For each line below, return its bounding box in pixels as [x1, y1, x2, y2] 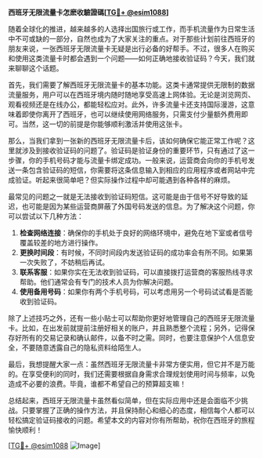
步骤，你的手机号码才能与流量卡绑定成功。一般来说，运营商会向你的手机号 [8, 156, 248, 165]
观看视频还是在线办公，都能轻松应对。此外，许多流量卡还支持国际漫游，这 [8, 100, 248, 109]
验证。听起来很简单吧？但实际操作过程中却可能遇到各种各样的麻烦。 [14, 176, 235, 184]
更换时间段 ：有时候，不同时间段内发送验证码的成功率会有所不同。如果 [19, 248, 247, 257]
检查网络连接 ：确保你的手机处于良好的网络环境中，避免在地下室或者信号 [19, 228, 253, 238]
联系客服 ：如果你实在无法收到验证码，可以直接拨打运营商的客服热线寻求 [19, 267, 253, 277]
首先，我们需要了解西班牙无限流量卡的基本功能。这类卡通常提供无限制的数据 [8, 80, 255, 89]
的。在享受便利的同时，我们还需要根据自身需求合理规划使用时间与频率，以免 [8, 369, 255, 379]
